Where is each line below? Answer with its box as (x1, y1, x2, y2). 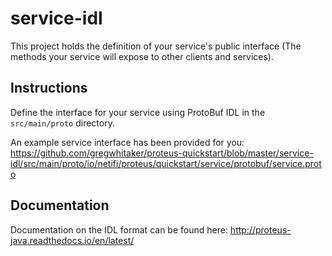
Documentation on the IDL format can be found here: (10, 223, 228, 236)
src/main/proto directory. (10, 117, 115, 129)
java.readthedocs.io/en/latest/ (10, 234, 135, 246)
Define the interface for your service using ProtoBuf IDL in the (10, 106, 266, 118)
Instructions (10, 80, 88, 97)
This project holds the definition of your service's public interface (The (10, 40, 302, 52)
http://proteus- (229, 223, 292, 236)
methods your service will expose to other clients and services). (10, 50, 274, 62)
